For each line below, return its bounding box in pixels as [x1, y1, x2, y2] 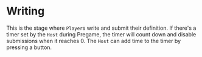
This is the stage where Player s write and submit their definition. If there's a [6, 24, 197, 32]
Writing [6, 4, 45, 18]
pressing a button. [6, 44, 52, 51]
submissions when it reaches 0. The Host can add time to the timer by [6, 37, 181, 44]
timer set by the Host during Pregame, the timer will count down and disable [6, 30, 197, 38]
